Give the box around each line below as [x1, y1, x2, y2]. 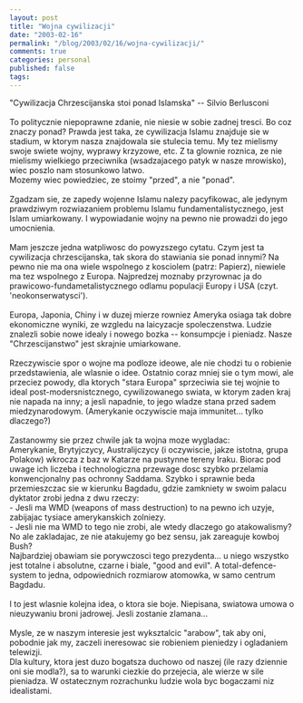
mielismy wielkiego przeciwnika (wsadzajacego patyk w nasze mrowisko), [9, 155, 288, 166]
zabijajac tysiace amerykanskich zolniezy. [9, 512, 166, 522]
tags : [9, 73, 30, 82]
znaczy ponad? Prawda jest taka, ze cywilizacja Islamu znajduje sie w [9, 126, 269, 137]
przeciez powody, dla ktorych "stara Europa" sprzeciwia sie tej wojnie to [9, 376, 280, 387]
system [9, 569, 37, 581]
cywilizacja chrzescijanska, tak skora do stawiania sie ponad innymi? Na [9, 251, 279, 262]
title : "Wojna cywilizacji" [9, 22, 116, 31]
